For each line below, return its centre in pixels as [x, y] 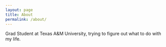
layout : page [19, 10]
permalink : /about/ [26, 19]
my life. [13, 39]
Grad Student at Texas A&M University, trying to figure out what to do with [83, 34]
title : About [19, 15]
